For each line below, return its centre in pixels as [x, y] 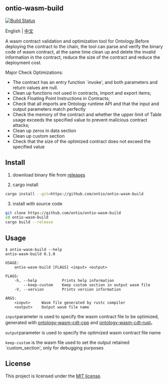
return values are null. [35, 88]
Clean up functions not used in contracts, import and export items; [82, 93]
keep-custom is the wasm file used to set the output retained [68, 342]
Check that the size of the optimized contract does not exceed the [81, 141]
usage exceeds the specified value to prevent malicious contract [80, 120]
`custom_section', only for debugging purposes [54, 348]
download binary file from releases [49, 175]
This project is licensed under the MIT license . [53, 376]
